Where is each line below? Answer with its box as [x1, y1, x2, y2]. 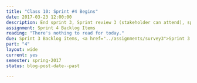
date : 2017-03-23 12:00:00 [6, 14, 72, 20]
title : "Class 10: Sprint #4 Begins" [6, 8, 98, 15]
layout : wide [6, 47, 38, 53]
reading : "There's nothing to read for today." [6, 30, 125, 36]
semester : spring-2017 [6, 57, 62, 63]
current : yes [6, 52, 38, 58]
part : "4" [6, 41, 30, 47]
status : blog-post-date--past [6, 63, 80, 69]
